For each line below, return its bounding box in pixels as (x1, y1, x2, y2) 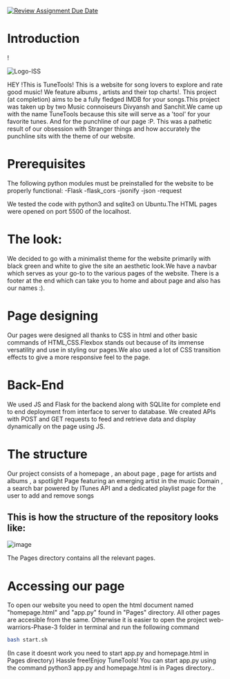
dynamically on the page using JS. (7, 422, 106, 431)
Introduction (7, 31, 80, 46)
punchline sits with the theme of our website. (7, 132, 135, 140)
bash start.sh (7, 637, 48, 644)
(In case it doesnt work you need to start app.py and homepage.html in (7, 649, 209, 658)
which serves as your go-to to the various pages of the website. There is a (7, 269, 220, 277)
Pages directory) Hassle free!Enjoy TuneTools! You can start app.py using (7, 656, 216, 664)
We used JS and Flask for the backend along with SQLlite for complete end (7, 400, 221, 408)
